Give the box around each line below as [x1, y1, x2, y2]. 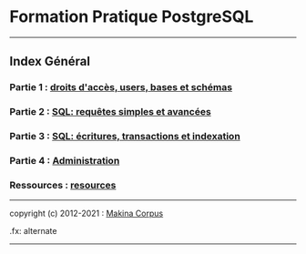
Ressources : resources [9, 178, 117, 191]
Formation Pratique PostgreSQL [9, 6, 254, 27]
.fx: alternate [9, 226, 57, 237]
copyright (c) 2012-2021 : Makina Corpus [9, 208, 164, 219]
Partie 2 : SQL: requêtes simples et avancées [9, 106, 211, 118]
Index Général [9, 54, 91, 69]
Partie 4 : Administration [9, 155, 120, 168]
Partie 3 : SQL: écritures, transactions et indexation [9, 130, 241, 143]
